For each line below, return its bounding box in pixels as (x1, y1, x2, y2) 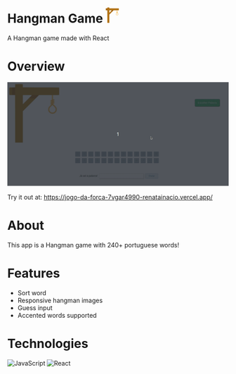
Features (7, 266, 60, 281)
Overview (7, 58, 65, 75)
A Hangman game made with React (7, 34, 110, 42)
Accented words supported (17, 311, 97, 319)
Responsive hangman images (17, 296, 103, 304)
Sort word (17, 289, 47, 297)
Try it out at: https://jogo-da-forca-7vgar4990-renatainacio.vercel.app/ (7, 193, 213, 202)
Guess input (17, 304, 53, 312)
